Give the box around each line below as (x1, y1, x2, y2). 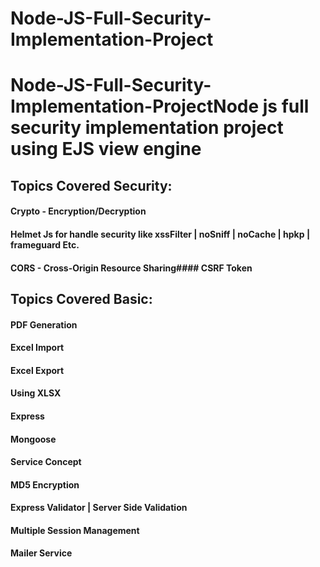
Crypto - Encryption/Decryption (10, 205, 147, 217)
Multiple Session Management (10, 524, 140, 536)
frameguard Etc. (10, 238, 80, 251)
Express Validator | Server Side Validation (10, 502, 188, 514)
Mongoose (10, 433, 57, 445)
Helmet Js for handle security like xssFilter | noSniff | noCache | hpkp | (10, 228, 311, 240)
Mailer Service (10, 547, 73, 559)
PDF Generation (10, 318, 78, 331)
